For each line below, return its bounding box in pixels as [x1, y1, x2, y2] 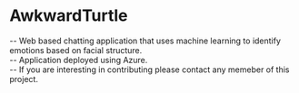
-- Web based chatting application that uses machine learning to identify [9, 35, 282, 46]
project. [9, 73, 39, 84]
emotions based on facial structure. [9, 44, 143, 55]
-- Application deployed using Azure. [9, 54, 148, 65]
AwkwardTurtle [9, 5, 129, 26]
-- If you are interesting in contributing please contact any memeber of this [9, 64, 290, 75]
